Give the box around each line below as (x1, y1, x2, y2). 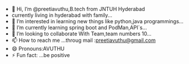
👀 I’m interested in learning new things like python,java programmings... (11, 18, 184, 24)
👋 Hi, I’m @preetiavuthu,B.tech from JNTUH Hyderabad (11, 6, 145, 12)
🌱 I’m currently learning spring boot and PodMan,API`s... (11, 24, 147, 31)
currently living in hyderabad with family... (11, 12, 113, 19)
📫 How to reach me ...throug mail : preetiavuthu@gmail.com (11, 37, 156, 44)
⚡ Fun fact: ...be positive (11, 52, 70, 58)
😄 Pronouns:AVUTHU (11, 45, 65, 52)
